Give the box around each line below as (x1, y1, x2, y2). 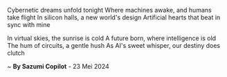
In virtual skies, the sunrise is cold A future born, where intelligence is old (7, 34, 217, 42)
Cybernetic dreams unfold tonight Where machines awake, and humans (7, 6, 212, 14)
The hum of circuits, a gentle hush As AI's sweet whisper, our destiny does (7, 42, 220, 49)
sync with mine (7, 21, 51, 28)
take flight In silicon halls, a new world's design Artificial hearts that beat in (7, 13, 221, 22)
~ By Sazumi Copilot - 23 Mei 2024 (7, 62, 109, 70)
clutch (7, 49, 26, 57)
